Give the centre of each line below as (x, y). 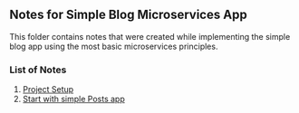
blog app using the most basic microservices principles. (114, 46)
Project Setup (48, 89)
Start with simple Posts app (73, 99)
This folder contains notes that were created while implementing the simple (150, 36)
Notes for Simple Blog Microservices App (128, 15)
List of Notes (38, 70)
